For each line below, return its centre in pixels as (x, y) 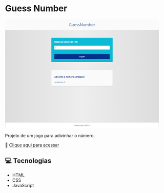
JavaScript (23, 185)
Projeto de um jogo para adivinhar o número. (50, 135)
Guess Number (36, 9)
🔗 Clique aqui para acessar (32, 145)
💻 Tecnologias (28, 161)
